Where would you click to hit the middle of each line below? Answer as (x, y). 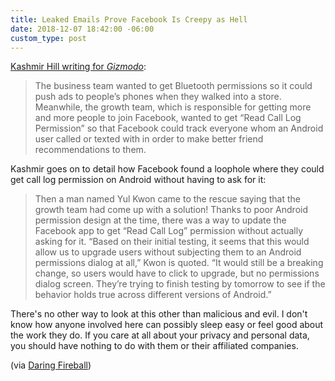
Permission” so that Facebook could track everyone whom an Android (179, 128)
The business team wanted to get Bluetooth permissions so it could (173, 86)
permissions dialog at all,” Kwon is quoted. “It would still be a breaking (179, 263)
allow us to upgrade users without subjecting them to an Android (168, 252)
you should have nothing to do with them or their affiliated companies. (154, 346)
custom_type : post (48, 38)
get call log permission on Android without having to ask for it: (138, 180)
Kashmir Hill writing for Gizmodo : (78, 67)
